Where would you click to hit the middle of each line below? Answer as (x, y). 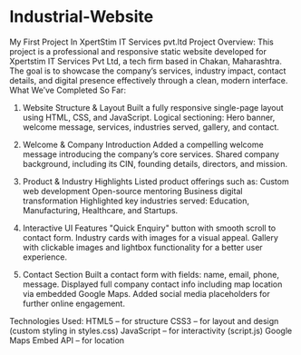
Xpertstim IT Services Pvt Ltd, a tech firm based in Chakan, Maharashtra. (146, 61)
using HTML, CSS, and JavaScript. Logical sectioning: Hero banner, (149, 117)
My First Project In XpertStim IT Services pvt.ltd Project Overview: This (142, 42)
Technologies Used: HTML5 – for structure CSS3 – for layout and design (144, 320)
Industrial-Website (82, 17)
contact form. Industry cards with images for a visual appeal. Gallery (150, 237)
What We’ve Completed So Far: (68, 90)
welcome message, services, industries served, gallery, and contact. (150, 127)
